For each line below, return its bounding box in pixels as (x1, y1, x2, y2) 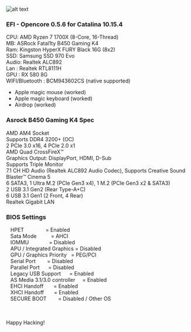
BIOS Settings (6, 213, 46, 221)
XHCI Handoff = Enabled (10, 288, 79, 296)
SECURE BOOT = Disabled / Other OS (10, 295, 111, 302)
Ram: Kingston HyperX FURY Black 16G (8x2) (6, 46, 115, 53)
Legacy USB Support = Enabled (10, 270, 94, 277)
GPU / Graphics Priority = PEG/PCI (10, 251, 97, 258)
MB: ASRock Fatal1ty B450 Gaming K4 (6, 40, 98, 47)
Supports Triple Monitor (6, 161, 63, 168)
